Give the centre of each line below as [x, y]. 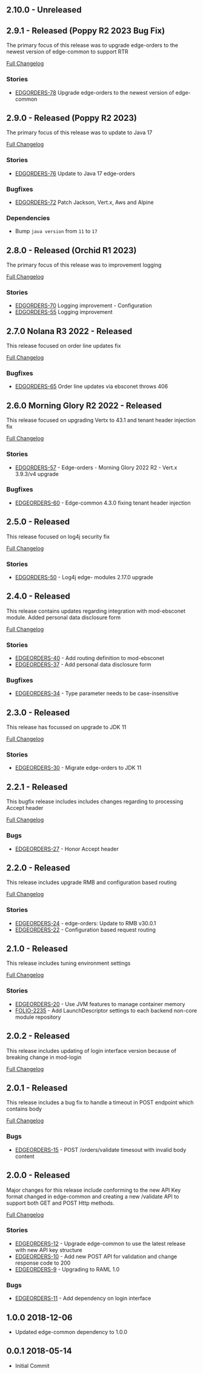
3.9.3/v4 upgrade [37, 474]
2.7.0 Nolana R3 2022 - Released [69, 331]
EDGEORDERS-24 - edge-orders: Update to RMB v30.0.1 [85, 923]
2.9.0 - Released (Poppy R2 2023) [72, 118]
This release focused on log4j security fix [58, 536]
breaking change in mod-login [44, 1057]
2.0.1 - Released [37, 1088]
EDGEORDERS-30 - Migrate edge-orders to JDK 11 [78, 768]
